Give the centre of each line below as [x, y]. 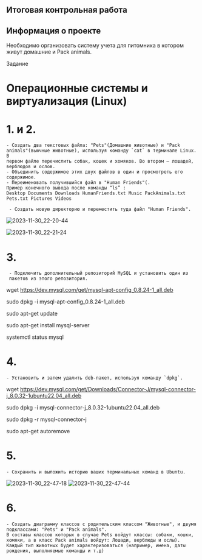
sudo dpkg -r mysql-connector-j [46, 419]
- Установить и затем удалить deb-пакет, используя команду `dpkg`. [95, 378]
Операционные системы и [77, 88]
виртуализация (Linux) [67, 101]
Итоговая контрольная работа [67, 10]
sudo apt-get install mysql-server [48, 325]
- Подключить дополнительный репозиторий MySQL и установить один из [99, 274]
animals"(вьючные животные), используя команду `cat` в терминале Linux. [102, 151]
